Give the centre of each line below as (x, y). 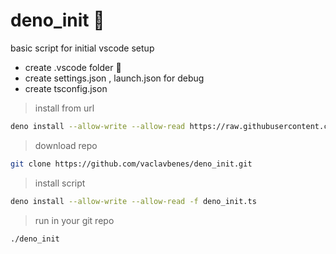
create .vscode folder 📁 (73, 67)
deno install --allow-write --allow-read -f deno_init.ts (133, 201)
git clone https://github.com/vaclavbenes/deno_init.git (131, 164)
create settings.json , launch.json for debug (114, 78)
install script (60, 183)
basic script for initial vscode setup (82, 48)
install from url (64, 108)
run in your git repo (74, 220)
